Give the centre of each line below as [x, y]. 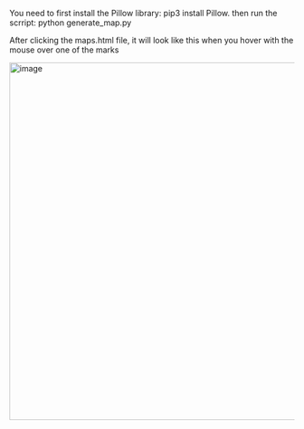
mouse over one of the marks [64, 50]
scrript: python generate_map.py [71, 23]
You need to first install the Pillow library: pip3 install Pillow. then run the [143, 13]
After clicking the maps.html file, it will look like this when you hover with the [152, 40]
